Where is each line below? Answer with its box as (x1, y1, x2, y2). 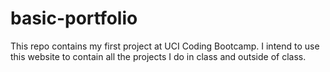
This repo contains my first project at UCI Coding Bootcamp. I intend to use (10, 40, 320, 52)
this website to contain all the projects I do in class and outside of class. (10, 50, 307, 62)
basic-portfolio (10, 7, 138, 30)
